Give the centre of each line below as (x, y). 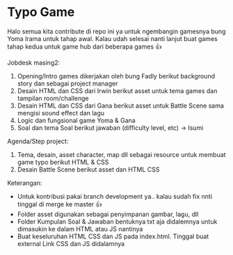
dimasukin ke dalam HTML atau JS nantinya (80, 229)
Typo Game (41, 12)
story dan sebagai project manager (67, 83)
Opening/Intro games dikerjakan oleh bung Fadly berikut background (116, 76)
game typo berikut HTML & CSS (63, 162)
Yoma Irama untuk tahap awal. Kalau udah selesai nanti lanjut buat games (112, 38)
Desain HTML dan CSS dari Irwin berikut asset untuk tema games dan (117, 90)
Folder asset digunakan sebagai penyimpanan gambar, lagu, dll (108, 214)
